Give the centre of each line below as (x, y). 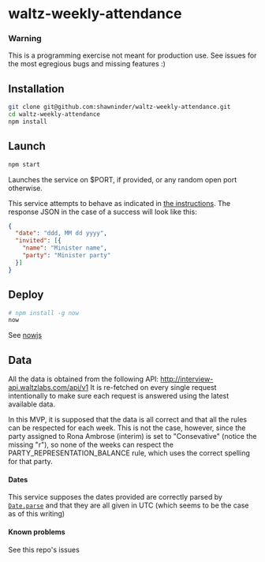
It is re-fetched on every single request (153, 388)
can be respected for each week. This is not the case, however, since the (127, 428)
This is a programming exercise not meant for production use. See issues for (132, 55)
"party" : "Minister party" (67, 256)
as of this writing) (37, 514)
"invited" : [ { (38, 241)
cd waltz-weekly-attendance (54, 114)
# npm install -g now (44, 313)
